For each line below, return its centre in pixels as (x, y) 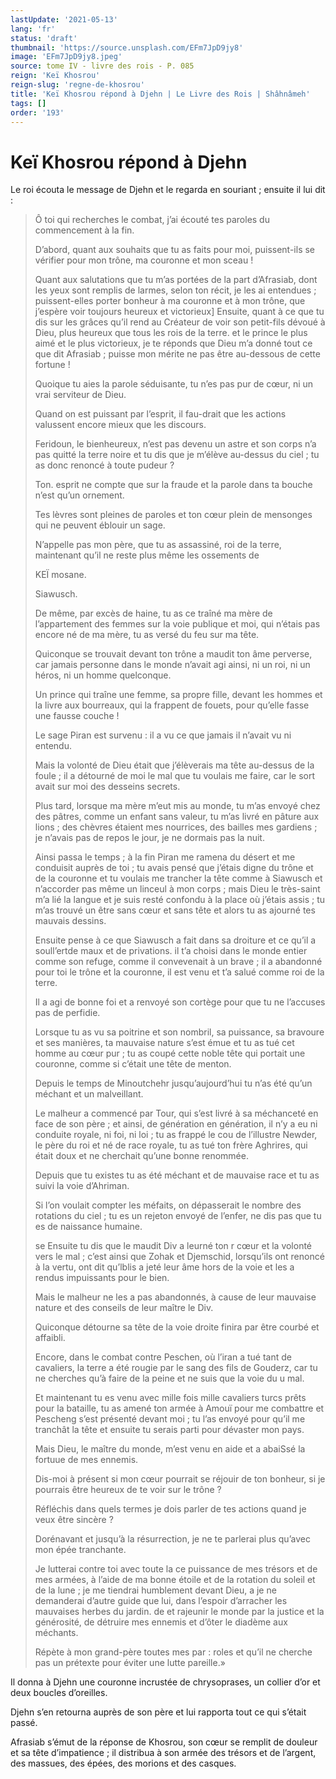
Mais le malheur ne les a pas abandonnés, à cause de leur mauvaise (175, 1297)
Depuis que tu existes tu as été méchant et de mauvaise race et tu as (177, 1175)
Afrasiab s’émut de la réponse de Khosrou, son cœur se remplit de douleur (164, 1742)
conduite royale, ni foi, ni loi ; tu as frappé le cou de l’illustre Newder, (176, 1135)
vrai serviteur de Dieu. (80, 395)
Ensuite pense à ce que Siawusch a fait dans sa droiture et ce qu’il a (175, 940)
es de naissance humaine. (88, 1227)
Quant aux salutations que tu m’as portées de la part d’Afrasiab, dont (176, 280)
